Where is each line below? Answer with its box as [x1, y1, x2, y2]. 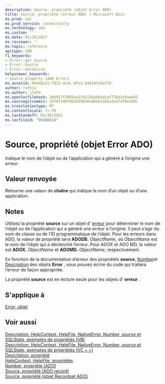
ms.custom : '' [5, 30, 35, 35]
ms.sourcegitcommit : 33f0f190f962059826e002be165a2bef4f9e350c [5, 99, 138, 104]
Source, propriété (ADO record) [5, 368, 69, 374]
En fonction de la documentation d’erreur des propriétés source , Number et [5, 256, 158, 262]
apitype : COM [5, 48, 32, 53]
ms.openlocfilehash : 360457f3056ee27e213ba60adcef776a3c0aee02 [5, 94, 138, 99]
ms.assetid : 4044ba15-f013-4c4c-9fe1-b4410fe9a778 [5, 81, 112, 85]
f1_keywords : [5, 53, 32, 58]
